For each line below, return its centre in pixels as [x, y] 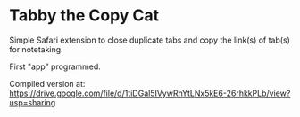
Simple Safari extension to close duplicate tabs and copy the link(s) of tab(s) [150, 40]
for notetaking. [37, 49]
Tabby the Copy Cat [84, 16]
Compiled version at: [47, 83]
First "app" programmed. [55, 66]
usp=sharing [33, 102]
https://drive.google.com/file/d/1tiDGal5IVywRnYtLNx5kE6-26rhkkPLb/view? [150, 93]
